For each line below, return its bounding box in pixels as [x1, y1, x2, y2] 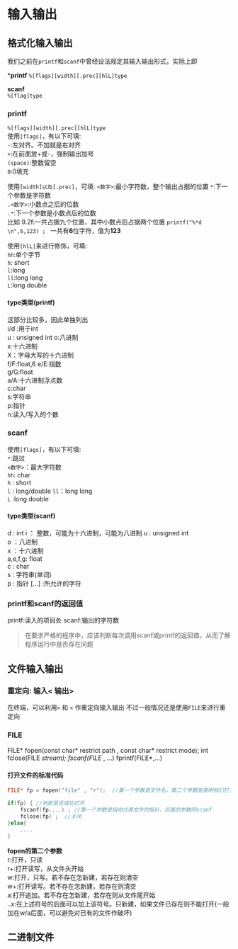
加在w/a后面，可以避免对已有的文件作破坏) [7, 908, 132, 917]
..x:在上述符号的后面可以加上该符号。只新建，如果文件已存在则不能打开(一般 [7, 899, 229, 908]
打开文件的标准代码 [7, 771, 64, 779]
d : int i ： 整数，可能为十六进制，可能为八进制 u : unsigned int [7, 529, 189, 537]
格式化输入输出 [7, 37, 73, 49]
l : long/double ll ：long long [7, 487, 93, 495]
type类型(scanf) [7, 511, 56, 521]
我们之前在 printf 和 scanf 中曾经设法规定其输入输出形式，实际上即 [7, 57, 198, 65]
